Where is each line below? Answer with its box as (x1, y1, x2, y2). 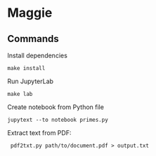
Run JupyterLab (7, 77, 54, 85)
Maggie (7, 5, 53, 21)
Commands (7, 33, 60, 45)
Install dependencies (7, 51, 68, 59)
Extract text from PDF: (7, 129, 72, 137)
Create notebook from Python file (7, 103, 104, 111)
